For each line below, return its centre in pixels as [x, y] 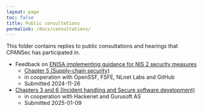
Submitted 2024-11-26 [52, 84]
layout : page [23, 12]
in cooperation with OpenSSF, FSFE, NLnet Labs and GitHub [99, 77]
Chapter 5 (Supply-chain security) [67, 71]
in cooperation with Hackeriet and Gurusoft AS [82, 96]
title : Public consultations [43, 23]
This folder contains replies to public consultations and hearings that [92, 46]
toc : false [20, 18]
